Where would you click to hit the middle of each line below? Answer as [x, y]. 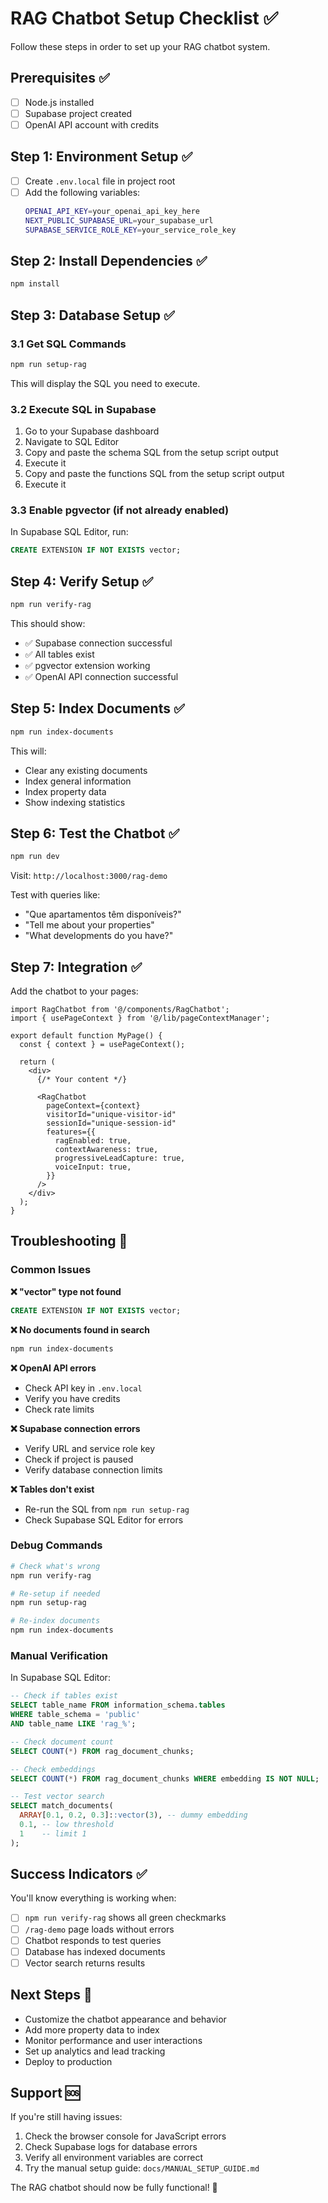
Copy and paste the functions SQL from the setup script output [154, 474]
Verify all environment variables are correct [114, 2158]
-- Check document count [62, 1742]
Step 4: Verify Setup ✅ [82, 581]
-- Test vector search [57, 1797]
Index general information [78, 781]
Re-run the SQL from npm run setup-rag [107, 1509]
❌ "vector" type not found [66, 1291]
